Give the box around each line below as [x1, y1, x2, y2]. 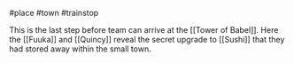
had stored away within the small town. [9, 43, 152, 54]
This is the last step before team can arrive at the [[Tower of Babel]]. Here [9, 25, 279, 35]
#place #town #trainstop [9, 8, 99, 18]
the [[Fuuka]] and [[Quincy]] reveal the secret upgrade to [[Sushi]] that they [9, 35, 285, 44]
